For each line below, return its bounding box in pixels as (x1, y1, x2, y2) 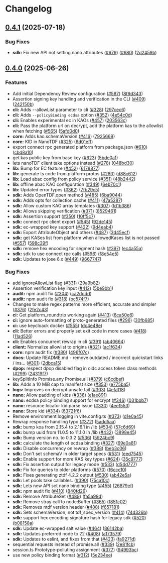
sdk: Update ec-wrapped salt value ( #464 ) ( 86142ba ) (12, 525, 124, 531)
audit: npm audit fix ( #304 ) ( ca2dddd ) (12, 290, 92, 296)
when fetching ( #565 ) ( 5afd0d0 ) (12, 128, 80, 134)
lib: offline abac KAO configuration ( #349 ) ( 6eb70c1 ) (12, 181, 122, 187)
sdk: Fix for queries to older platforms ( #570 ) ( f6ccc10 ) (12, 467, 127, 473)
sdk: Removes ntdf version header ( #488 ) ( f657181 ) (12, 504, 120, 510)
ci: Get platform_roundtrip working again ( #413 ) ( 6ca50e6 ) (12, 312, 134, 318)
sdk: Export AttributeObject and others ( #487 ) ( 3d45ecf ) (12, 229, 130, 235)
